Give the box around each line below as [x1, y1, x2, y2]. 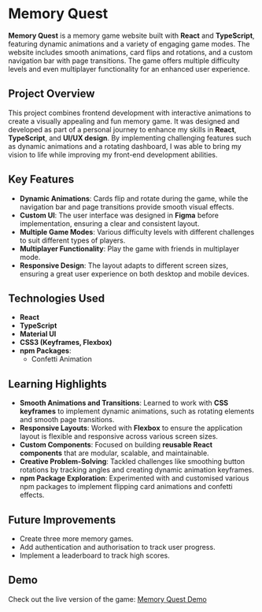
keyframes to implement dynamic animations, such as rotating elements [19, 406, 255, 416]
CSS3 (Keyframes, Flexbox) [19, 338, 113, 347]
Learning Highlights [8, 377, 108, 391]
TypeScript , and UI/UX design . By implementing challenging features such [8, 133, 252, 143]
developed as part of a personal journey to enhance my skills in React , [8, 124, 237, 134]
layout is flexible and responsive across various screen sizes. [19, 432, 219, 441]
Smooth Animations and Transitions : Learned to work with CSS [19, 399, 229, 408]
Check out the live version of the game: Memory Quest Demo [8, 594, 207, 603]
